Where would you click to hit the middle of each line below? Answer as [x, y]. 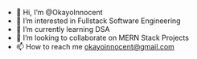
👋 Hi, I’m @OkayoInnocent [59, 12]
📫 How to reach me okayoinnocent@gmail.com [95, 47]
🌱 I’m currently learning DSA [63, 29]
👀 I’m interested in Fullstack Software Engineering [98, 21]
